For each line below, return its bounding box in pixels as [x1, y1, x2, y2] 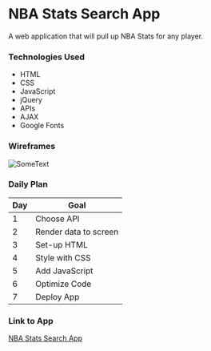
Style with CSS [35, 252, 91, 263]
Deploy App [35, 291, 80, 302]
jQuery [19, 95, 42, 105]
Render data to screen [35, 226, 119, 237]
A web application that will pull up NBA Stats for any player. [8, 31, 204, 41]
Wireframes [8, 141, 56, 152]
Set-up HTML [35, 239, 88, 250]
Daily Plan [8, 179, 48, 190]
